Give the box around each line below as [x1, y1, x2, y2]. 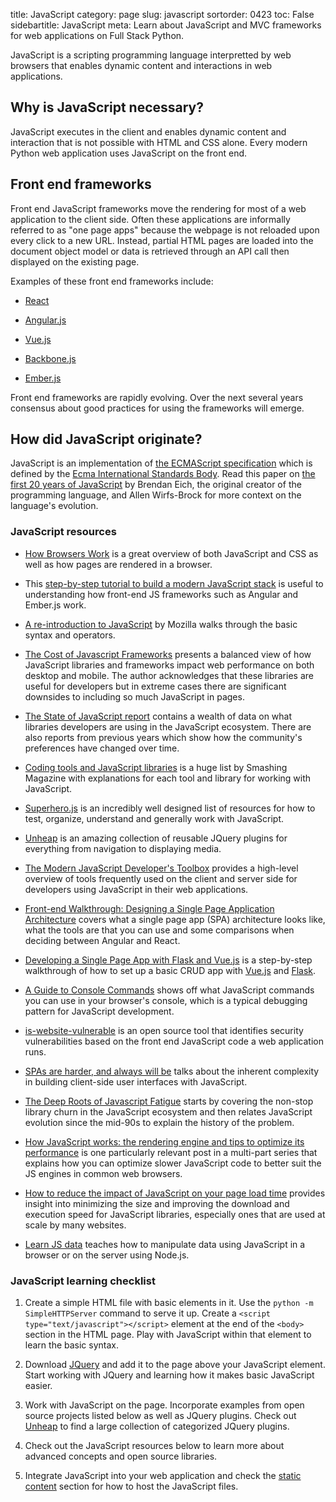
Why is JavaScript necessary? [10, 99, 205, 116]
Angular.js [24, 314, 67, 326]
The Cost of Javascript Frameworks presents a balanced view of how [24, 648, 312, 660]
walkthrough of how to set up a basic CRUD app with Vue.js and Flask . [24, 964, 317, 976]
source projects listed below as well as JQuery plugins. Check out [24, 1410, 297, 1422]
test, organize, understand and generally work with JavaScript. [24, 812, 285, 824]
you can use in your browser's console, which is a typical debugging [24, 994, 308, 1006]
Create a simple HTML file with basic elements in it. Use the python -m [24, 1297, 314, 1309]
